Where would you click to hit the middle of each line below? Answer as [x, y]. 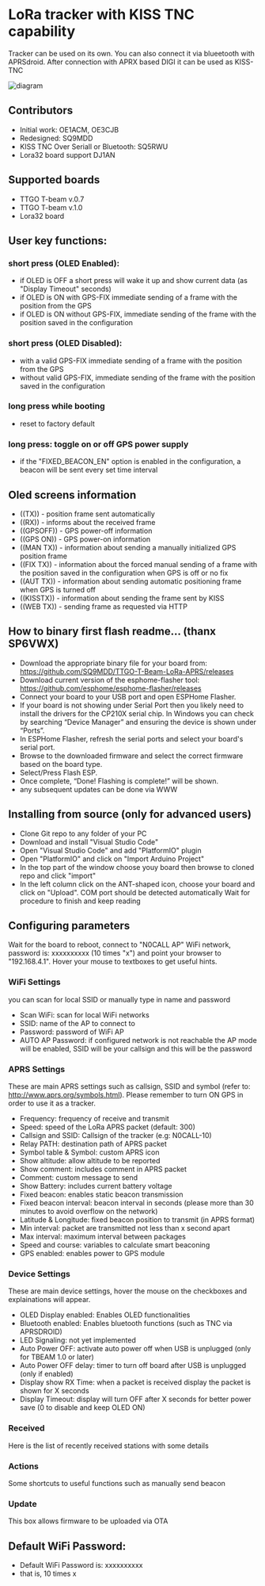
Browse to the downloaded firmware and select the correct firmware [131, 756]
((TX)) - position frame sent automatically [87, 514]
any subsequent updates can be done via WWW [98, 789]
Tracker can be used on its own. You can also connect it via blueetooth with [132, 53]
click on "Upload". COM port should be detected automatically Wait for [135, 892]
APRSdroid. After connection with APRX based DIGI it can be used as [121, 62]
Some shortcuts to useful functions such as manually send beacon [117, 1483]
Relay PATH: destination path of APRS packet [93, 1144]
